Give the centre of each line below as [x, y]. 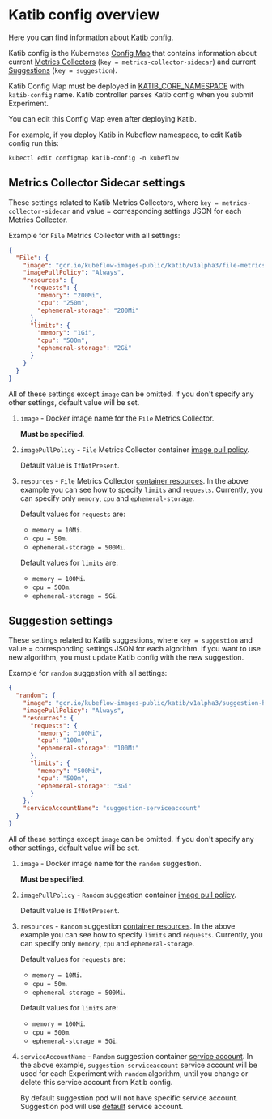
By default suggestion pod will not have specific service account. [129, 1098]
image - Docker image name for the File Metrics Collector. [117, 418]
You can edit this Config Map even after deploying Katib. [102, 118]
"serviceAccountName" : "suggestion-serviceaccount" [112, 809]
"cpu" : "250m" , [63, 303]
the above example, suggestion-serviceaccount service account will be [138, 1065]
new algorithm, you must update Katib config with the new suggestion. [126, 657]
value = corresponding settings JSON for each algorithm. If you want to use [135, 649]
